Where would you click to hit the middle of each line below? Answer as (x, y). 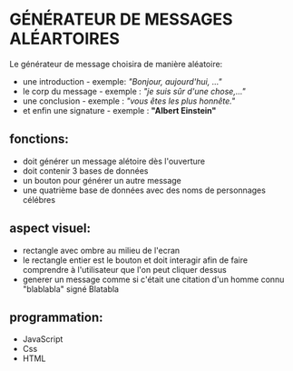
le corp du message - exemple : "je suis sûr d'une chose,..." (134, 91)
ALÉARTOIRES (65, 39)
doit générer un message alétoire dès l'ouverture (114, 161)
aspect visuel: (50, 229)
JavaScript (43, 339)
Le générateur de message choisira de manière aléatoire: (116, 64)
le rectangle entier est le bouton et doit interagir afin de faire (135, 260)
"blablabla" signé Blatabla (71, 289)
